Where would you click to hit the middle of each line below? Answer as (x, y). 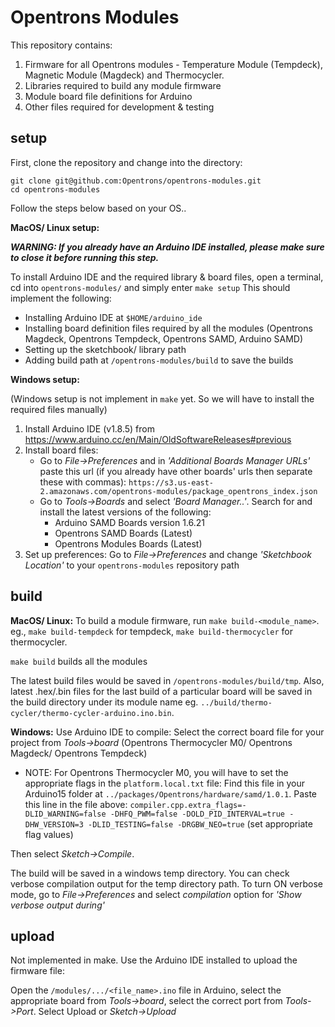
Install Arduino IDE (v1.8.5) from (90, 428)
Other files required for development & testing (119, 107)
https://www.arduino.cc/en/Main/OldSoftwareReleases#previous (158, 439)
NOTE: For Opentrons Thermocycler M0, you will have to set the (156, 772)
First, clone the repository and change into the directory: (126, 162)
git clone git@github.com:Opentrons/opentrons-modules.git (136, 181)
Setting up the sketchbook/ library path (105, 349)
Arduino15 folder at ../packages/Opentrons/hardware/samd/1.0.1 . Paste (171, 793)
